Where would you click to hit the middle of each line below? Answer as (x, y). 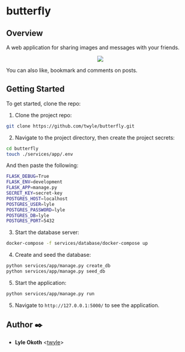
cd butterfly (22, 148)
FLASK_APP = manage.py (32, 188)
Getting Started (36, 89)
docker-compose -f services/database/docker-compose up (77, 244)
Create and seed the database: (53, 255)
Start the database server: (47, 232)
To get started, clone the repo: (44, 104)
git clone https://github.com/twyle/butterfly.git (70, 126)
